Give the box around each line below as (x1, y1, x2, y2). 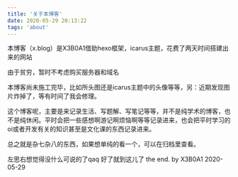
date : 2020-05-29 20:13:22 (7, 17, 87, 24)
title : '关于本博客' (7, 10, 62, 18)
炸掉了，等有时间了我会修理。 (13, 92, 101, 100)
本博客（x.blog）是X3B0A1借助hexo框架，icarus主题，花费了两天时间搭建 (7, 44, 223, 53)
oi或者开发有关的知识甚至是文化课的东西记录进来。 (7, 125, 156, 134)
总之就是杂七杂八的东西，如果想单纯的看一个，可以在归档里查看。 (7, 140, 200, 149)
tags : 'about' (7, 23, 50, 31)
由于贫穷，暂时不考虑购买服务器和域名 (7, 68, 119, 77)
